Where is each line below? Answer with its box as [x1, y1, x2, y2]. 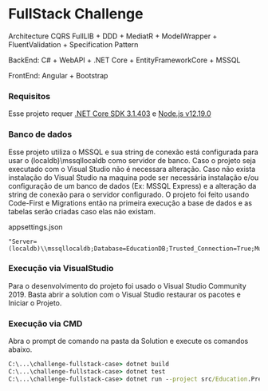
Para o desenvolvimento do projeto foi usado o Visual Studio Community [8, 281, 247, 290]
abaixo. [8, 345, 33, 354]
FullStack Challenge [8, 5, 144, 23]
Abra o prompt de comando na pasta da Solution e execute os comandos [8, 337, 249, 346]
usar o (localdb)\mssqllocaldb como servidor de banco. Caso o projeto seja [8, 155, 257, 165]
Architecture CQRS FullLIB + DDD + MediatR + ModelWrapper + [8, 31, 218, 41]
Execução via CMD [8, 317, 83, 329]
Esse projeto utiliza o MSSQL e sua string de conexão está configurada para [8, 147, 259, 157]
